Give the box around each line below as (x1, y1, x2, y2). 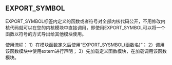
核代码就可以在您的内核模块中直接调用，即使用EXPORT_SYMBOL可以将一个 (5, 24, 166, 30)
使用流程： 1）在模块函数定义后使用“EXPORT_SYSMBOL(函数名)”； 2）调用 (5, 42, 165, 48)
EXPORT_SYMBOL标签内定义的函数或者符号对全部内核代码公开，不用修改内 (5, 18, 166, 24)
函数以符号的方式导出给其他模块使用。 (5, 30, 86, 37)
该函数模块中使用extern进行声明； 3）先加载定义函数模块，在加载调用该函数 (5, 48, 167, 54)
